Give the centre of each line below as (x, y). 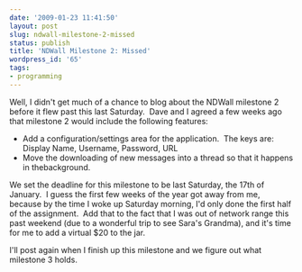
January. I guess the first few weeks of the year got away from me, (135, 194)
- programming (36, 77)
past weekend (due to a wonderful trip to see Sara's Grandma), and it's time (150, 222)
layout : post (34, 26)
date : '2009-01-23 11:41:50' (64, 18)
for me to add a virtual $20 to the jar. (78, 232)
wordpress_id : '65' (46, 59)
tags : (19, 68)
